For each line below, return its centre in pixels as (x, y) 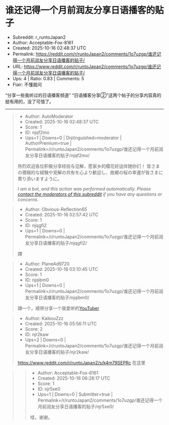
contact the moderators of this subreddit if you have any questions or (90, 194)
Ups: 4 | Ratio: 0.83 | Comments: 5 (48, 78)
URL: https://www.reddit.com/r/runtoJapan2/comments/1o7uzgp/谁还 (84, 67)
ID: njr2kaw (37, 334)
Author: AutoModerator (49, 116)
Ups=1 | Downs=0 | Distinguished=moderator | (73, 138)
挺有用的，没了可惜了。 (29, 101)
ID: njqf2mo (37, 132)
